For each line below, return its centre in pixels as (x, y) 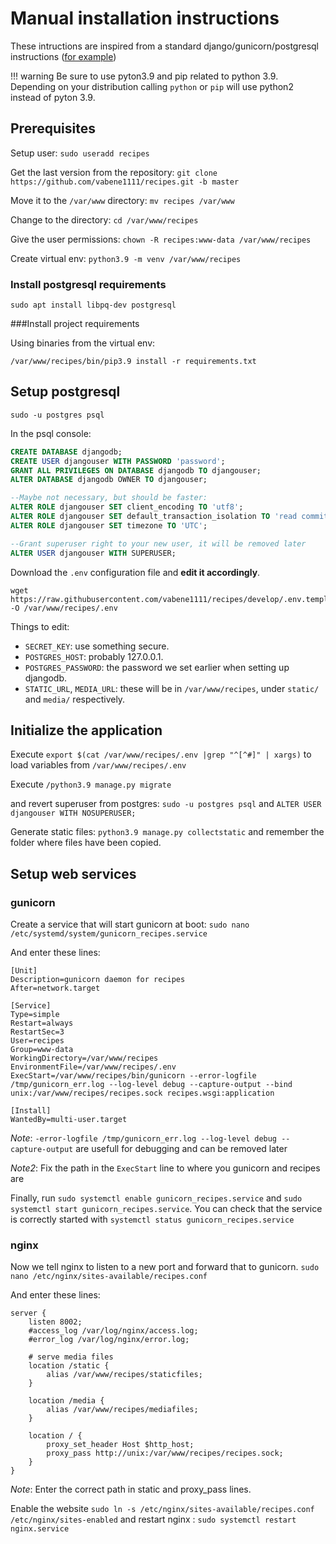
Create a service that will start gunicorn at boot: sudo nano (130, 924)
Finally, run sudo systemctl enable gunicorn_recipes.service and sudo (156, 1198)
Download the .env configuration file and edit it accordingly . (135, 572)
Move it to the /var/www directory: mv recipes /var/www (122, 200)
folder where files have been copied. (86, 843)
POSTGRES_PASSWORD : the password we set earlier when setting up (157, 667)
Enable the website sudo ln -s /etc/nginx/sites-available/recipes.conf (162, 1509)
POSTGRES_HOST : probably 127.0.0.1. (94, 656)
